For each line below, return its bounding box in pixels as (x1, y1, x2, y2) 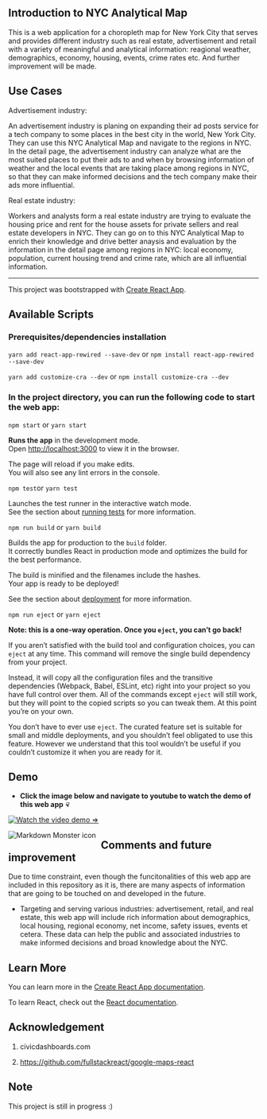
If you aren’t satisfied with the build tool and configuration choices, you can (8, 640, 256, 649)
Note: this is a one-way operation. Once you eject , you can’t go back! (8, 625, 242, 634)
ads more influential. (8, 180, 75, 189)
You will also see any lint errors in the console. (8, 467, 161, 477)
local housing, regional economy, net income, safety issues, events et (19, 921, 248, 930)
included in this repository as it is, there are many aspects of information (8, 880, 246, 890)
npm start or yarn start (8, 419, 87, 429)
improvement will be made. (8, 61, 97, 71)
